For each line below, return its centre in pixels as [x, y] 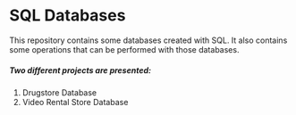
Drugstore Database [59, 92]
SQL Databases [68, 16]
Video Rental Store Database [75, 102]
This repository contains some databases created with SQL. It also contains [148, 40]
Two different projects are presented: [80, 70]
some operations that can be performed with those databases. [124, 49]
